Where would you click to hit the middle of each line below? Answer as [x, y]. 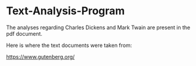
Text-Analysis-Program [66, 11]
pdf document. [24, 33]
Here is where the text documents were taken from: [69, 45]
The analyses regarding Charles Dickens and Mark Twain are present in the [98, 27]
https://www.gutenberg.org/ [41, 56]
